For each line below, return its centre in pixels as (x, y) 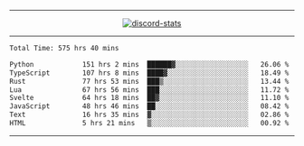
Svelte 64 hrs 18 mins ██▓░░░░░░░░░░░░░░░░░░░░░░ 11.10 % (149, 98)
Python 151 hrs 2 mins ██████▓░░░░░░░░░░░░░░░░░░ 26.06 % (149, 64)
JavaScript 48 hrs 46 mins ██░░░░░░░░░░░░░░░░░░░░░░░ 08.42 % (149, 106)
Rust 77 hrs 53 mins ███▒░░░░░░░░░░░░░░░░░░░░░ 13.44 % (149, 81)
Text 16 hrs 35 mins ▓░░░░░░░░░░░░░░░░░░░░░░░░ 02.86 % (149, 115)
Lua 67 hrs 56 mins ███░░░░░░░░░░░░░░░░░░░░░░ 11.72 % (149, 90)
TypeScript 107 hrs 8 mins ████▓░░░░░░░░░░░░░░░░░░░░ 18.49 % (149, 73)
